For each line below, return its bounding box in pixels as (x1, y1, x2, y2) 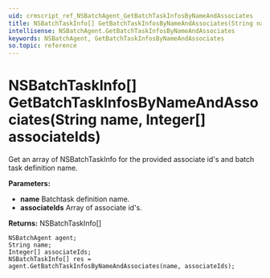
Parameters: (8, 179, 51, 189)
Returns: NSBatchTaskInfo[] (8, 218, 102, 228)
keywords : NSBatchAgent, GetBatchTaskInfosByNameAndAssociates (8, 34, 225, 43)
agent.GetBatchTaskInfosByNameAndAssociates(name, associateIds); (8, 263, 235, 271)
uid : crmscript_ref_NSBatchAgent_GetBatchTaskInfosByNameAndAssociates (8, 11, 253, 20)
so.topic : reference (8, 42, 78, 50)
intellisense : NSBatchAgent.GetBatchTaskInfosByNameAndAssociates (8, 27, 235, 35)
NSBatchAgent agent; (8, 234, 78, 243)
